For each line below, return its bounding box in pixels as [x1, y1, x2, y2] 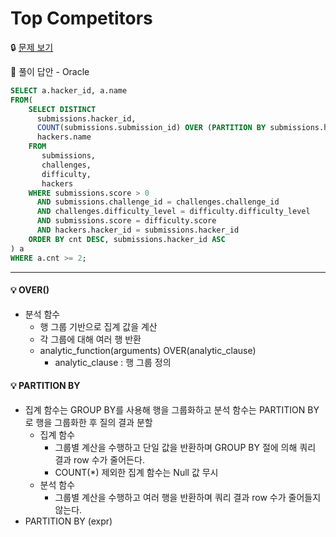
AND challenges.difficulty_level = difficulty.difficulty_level [36, 207, 311, 217]
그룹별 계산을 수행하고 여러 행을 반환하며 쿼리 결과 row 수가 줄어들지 [54, 491, 322, 503]
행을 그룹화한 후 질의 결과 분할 [35, 416, 153, 428]
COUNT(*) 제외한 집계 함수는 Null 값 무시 [54, 466, 219, 478]
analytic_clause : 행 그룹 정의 [54, 356, 172, 368]
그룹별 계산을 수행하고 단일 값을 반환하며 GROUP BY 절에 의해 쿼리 [54, 441, 317, 453]
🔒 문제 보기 [10, 41, 54, 53]
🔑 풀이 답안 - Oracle [10, 65, 90, 77]
